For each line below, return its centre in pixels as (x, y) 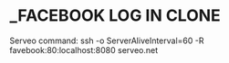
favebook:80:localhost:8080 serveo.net (83, 49)
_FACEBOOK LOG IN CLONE (115, 16)
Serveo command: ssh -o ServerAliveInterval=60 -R (107, 40)
